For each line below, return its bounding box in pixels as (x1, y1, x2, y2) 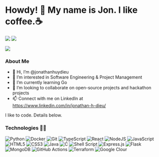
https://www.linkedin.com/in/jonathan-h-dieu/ (12, 103, 106, 109)
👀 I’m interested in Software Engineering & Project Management (12, 74, 143, 80)
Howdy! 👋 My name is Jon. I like (5, 4, 138, 16)
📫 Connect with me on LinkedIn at (12, 96, 83, 102)
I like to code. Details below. (5, 112, 62, 118)
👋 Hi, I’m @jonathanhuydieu (12, 69, 69, 75)
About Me (5, 58, 30, 65)
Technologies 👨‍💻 (5, 124, 47, 131)
